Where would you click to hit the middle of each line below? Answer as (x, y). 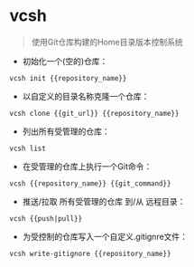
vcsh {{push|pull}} (46, 218)
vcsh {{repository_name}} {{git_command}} (90, 183)
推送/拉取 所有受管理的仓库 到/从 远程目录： (104, 201)
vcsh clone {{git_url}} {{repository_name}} (94, 113)
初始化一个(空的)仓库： (65, 61)
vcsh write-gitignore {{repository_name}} (90, 253)
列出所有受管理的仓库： (66, 131)
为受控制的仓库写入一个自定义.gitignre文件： (105, 236)
